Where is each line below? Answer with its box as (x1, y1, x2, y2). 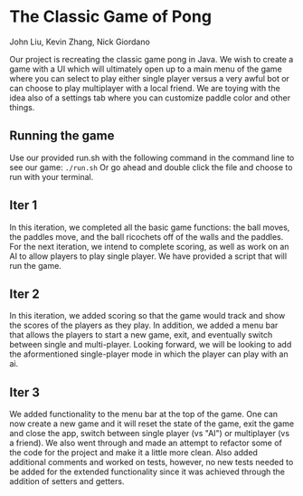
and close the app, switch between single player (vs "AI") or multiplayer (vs (9, 428, 290, 439)
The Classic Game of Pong (9, 6, 213, 27)
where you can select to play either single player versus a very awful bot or (9, 72, 289, 83)
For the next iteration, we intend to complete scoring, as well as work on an (9, 241, 289, 252)
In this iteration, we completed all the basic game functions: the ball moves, (9, 222, 290, 233)
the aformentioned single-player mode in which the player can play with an (9, 348, 289, 359)
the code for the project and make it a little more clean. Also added (9, 447, 258, 458)
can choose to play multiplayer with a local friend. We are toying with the (9, 82, 280, 93)
